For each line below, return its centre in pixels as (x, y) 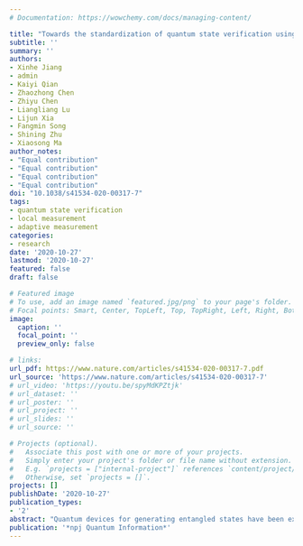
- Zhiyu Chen (34, 101)
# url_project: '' (44, 411)
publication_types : (46, 503)
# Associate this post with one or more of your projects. (127, 452)
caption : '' (40, 327)
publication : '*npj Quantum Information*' (90, 527)
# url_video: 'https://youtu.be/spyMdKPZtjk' (96, 385)
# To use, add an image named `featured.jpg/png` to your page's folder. (151, 302)
